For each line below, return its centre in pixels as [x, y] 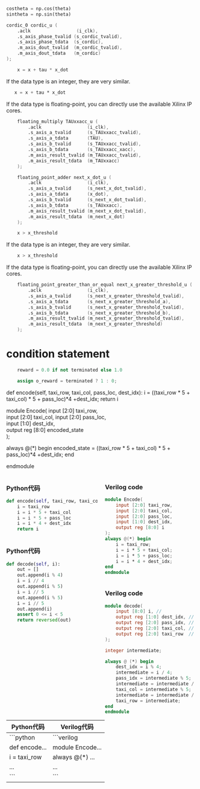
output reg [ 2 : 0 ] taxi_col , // [155, 628]
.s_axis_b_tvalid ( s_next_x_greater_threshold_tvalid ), [106, 307]
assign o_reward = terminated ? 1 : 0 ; [67, 381]
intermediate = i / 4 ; [144, 673]
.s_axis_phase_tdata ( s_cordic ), [60, 42]
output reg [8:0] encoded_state [45, 430]
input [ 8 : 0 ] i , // [139, 611]
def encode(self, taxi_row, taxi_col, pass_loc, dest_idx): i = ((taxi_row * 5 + [98, 392]
